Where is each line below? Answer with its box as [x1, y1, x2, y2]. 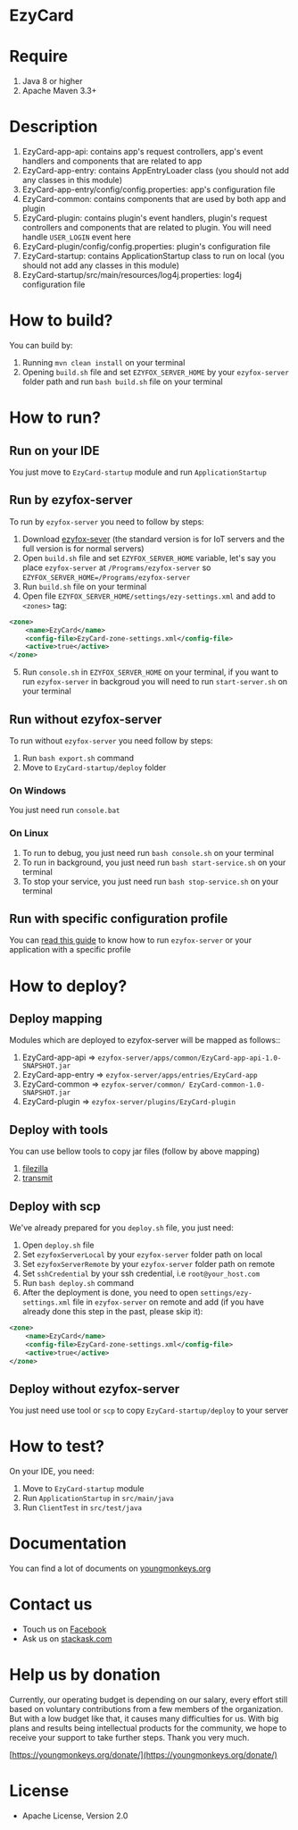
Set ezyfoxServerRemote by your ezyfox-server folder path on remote [21, 1259, 275, 1270]
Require [9, 46, 69, 67]
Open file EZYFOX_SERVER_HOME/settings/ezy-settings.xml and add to [21, 591, 276, 601]
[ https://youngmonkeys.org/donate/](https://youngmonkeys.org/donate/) [9, 1749, 278, 1760]
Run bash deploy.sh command [21, 1278, 135, 1289]
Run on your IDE [9, 443, 100, 458]
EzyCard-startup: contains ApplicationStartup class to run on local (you [21, 251, 286, 262]
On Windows [9, 784, 67, 796]
